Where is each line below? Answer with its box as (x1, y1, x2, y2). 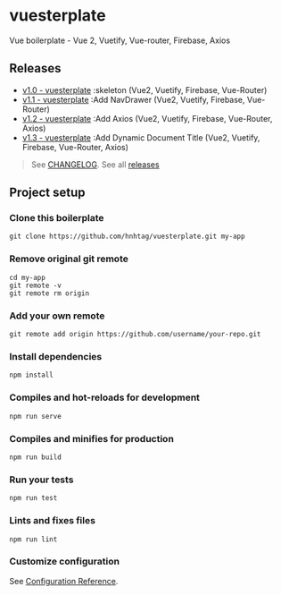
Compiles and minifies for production (9, 432, 174, 445)
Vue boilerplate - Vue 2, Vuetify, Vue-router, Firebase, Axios (9, 35, 230, 46)
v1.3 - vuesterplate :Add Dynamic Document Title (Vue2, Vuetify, (21, 132, 260, 143)
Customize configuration (9, 556, 120, 568)
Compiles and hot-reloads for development (9, 391, 201, 404)
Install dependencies (9, 350, 103, 362)
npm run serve (9, 412, 62, 421)
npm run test (9, 494, 58, 503)
